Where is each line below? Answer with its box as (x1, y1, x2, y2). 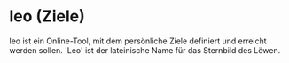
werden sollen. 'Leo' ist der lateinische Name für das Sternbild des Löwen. (9, 44, 281, 55)
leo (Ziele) (9, 6, 86, 27)
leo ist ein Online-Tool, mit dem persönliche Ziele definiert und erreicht (9, 35, 268, 46)
